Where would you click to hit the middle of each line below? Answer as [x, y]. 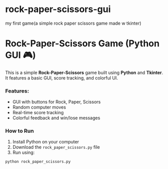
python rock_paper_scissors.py [38, 162]
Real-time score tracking [38, 113]
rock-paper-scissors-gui [58, 9]
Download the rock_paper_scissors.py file [56, 147]
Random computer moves [39, 107]
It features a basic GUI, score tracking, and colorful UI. [62, 78]
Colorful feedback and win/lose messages [56, 118]
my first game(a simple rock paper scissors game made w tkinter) [73, 23]
